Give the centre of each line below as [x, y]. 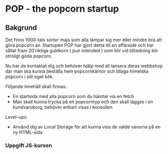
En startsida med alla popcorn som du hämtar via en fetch [73, 96]
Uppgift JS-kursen [29, 145]
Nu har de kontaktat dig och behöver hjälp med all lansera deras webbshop [84, 66]
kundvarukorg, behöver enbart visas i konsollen [63, 107]
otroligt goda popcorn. [29, 56]
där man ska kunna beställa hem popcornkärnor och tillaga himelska [77, 71]
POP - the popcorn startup [62, 9]
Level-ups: [17, 117]
